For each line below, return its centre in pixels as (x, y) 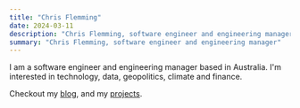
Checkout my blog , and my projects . (76, 94)
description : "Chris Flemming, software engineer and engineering (135, 34)
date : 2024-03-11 (42, 26)
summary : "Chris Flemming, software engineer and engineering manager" (145, 42)
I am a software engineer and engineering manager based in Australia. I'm (146, 67)
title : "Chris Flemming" (55, 17)
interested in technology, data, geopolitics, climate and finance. (126, 77)
